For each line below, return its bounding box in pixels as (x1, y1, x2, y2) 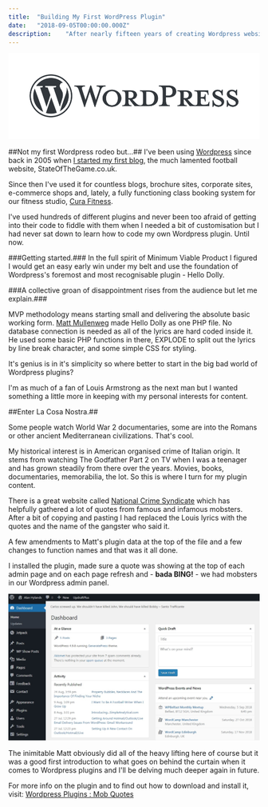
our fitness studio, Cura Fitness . (8, 196, 113, 206)
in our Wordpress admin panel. (8, 577, 109, 587)
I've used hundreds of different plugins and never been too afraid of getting (8, 212, 257, 222)
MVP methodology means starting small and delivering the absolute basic (8, 309, 250, 319)
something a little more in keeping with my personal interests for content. (8, 391, 249, 401)
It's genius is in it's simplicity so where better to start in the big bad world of (8, 358, 258, 368)
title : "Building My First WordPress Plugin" (8, 13, 166, 21)
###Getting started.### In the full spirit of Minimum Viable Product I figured (8, 253, 258, 262)
